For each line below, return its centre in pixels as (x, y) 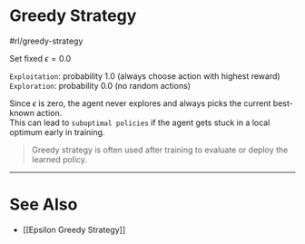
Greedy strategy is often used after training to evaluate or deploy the (160, 150)
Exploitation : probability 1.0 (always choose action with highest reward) (145, 76)
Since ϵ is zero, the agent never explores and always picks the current (140, 103)
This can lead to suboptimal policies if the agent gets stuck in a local (140, 122)
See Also (44, 205)
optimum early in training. (57, 132)
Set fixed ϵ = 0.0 (40, 58)
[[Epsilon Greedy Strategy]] (74, 229)
